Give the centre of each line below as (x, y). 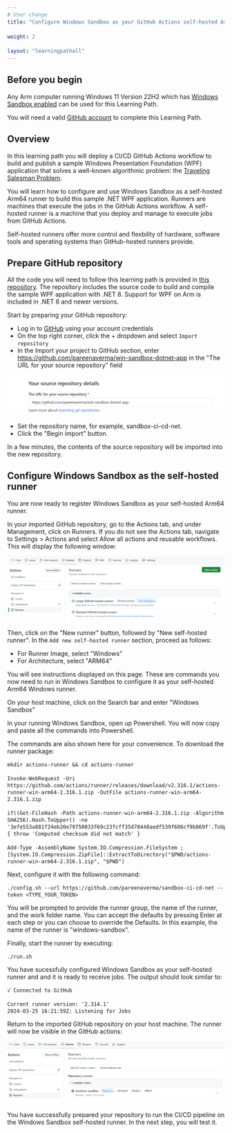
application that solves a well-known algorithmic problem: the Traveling (109, 170)
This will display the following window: (62, 546)
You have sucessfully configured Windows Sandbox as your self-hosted (110, 970)
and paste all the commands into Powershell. (71, 730)
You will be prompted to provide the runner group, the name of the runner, (113, 908)
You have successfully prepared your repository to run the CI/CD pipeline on (116, 1115)
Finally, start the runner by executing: (60, 943)
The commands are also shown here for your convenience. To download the (116, 744)
